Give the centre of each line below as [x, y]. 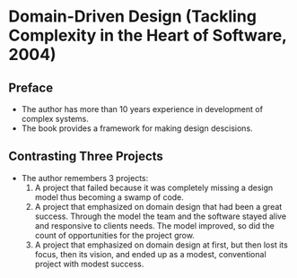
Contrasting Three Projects [86, 156]
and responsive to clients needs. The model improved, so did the [154, 225]
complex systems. [55, 119]
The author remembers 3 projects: [85, 178]
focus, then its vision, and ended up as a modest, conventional [150, 254]
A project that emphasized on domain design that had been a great [158, 206]
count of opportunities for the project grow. [114, 235]
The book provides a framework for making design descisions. [137, 128]
